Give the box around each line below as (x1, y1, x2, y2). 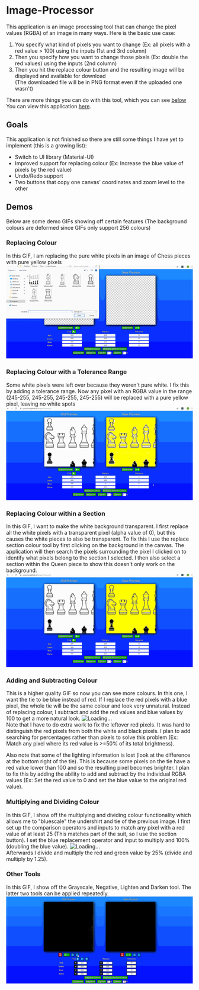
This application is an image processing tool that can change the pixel (6, 23, 176, 30)
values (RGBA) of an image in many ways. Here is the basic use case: (6, 29, 176, 36)
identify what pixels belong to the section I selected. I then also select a (6, 554, 181, 561)
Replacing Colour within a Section (6, 510, 105, 518)
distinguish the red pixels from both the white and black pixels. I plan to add (6, 728, 191, 735)
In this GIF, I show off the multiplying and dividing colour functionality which (6, 811, 191, 818)
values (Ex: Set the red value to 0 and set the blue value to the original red (6, 777, 187, 784)
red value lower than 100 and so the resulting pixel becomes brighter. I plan (6, 764, 190, 772)
